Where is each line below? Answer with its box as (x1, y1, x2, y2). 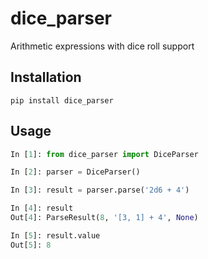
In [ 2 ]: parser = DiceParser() (10, 167, 141, 177)
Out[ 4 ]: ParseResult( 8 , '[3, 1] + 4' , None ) (10, 213, 199, 223)
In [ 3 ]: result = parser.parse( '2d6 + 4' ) (10, 185, 190, 196)
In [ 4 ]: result (10, 203, 74, 214)
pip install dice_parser (10, 95, 114, 106)
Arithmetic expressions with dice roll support (10, 40, 195, 52)
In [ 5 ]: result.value (10, 230, 101, 241)
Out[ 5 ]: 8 (10, 240, 52, 250)
